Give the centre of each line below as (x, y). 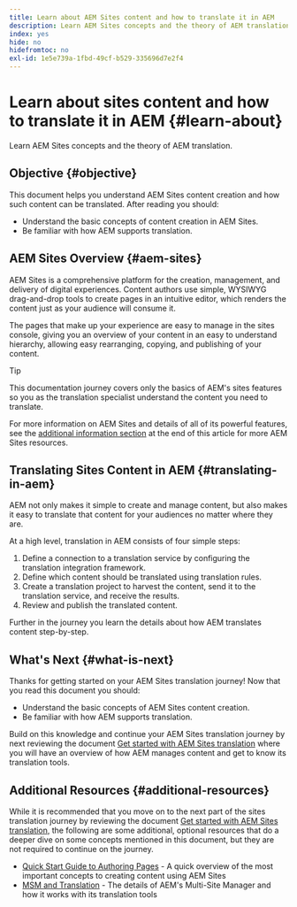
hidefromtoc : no (39, 50)
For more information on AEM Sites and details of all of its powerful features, (148, 423)
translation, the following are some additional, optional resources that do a (144, 830)
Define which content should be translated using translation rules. (142, 577)
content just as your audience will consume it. (93, 308)
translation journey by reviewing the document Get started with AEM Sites (144, 821)
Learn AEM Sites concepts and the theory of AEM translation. (121, 145)
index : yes (29, 34)
